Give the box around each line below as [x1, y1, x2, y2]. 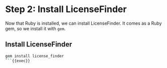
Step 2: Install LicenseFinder [5, 4, 127, 15]
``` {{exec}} [5, 58, 30, 63]
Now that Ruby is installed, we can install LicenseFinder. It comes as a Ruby [5, 20, 162, 26]
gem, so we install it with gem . [5, 25, 66, 31]
